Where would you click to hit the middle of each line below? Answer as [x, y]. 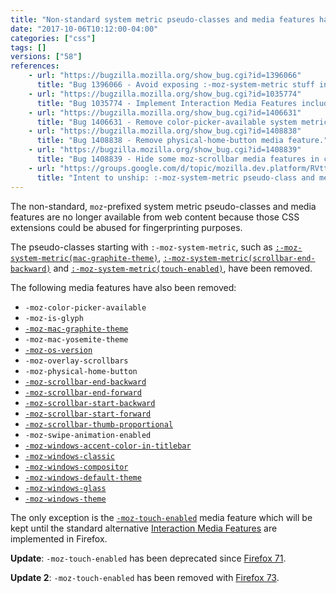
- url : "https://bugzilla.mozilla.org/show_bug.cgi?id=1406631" [165, 112]
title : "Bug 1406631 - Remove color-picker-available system [167, 122]
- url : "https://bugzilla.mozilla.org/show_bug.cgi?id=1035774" [165, 94]
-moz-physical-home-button [81, 371]
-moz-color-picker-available [85, 307]
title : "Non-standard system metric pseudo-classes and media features [162, 19]
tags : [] [28, 47]
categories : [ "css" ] [53, 38]
